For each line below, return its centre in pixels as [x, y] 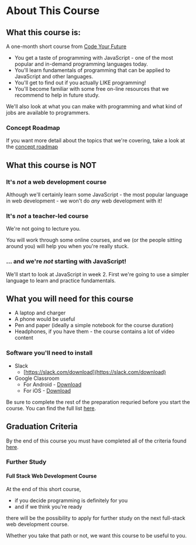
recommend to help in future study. [57, 95]
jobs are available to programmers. [48, 113]
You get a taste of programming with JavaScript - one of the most [94, 58]
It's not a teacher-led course [47, 216]
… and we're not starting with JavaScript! [66, 262]
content [24, 338]
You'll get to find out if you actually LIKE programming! [80, 83]
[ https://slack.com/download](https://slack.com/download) [94, 372]
